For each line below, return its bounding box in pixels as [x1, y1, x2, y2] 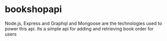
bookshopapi [5, 4, 62, 15]
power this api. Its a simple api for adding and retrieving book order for [5, 25, 154, 31]
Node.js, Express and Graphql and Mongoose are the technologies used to [5, 20, 162, 26]
